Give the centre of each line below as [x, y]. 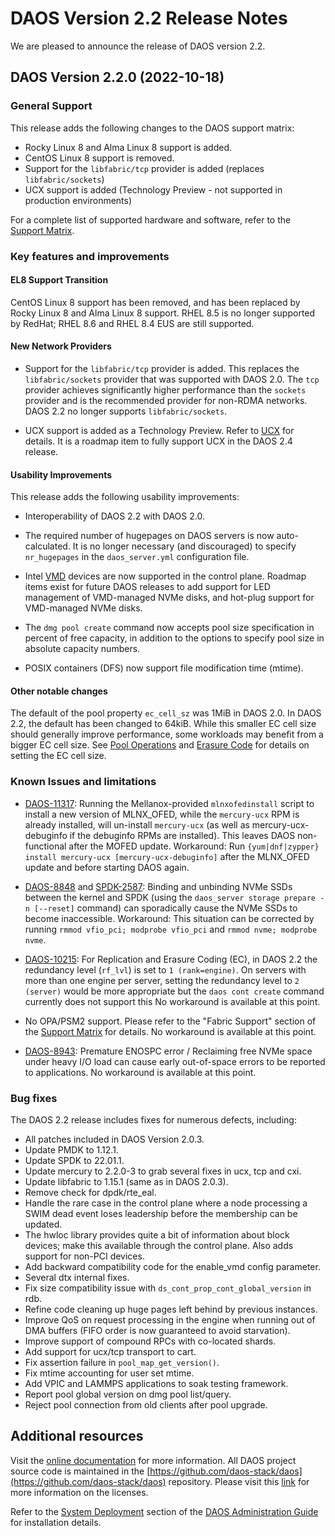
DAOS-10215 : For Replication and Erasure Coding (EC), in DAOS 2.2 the [171, 959]
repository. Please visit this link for [239, 1481]
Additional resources [77, 1436]
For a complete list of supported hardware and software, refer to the [151, 219]
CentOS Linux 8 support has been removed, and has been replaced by [155, 302]
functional [45, 846]
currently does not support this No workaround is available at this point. [172, 1001]
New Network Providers [61, 346]
